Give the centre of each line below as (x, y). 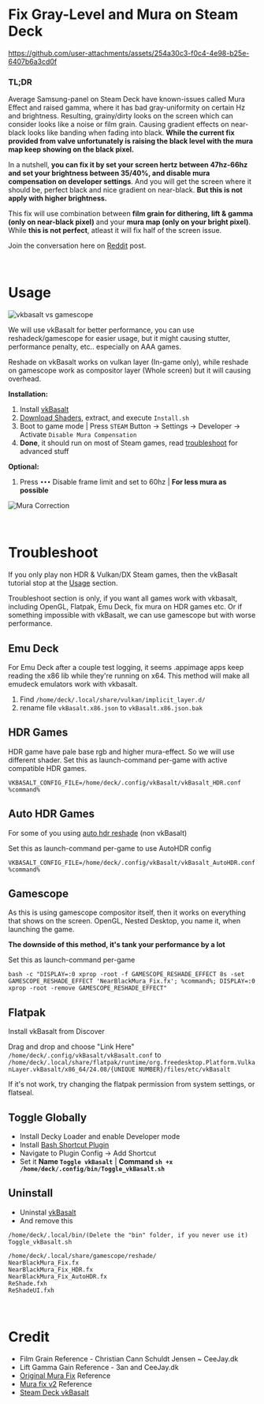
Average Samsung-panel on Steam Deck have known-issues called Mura (127, 99)
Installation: (28, 394)
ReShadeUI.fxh (32, 1290)
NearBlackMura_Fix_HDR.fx (50, 1269)
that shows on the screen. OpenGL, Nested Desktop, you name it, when (125, 921)
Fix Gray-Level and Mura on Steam (123, 15)
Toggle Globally (48, 1117)
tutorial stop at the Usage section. (63, 583)
